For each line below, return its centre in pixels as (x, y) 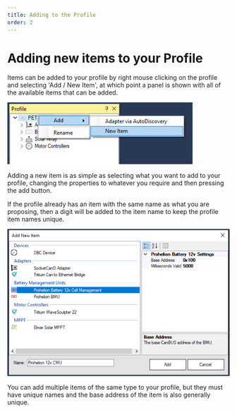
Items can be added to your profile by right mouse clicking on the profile (113, 78)
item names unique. (36, 220)
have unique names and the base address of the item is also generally (109, 395)
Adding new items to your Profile (105, 58)
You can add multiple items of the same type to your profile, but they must (115, 387)
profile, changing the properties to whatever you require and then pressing (116, 183)
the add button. (30, 191)
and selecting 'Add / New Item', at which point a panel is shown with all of (114, 85)
